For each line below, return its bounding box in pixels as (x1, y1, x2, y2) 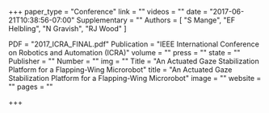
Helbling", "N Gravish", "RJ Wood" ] (8, 24, 127, 33)
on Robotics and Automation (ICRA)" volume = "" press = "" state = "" (8, 48, 241, 57)
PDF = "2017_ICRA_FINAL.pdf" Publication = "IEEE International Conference (8, 39, 260, 49)
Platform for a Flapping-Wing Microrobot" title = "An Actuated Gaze (8, 65, 233, 75)
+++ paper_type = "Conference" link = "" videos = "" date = (8, 7, 208, 16)
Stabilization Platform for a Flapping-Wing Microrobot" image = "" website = (8, 74, 262, 83)
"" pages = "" (8, 82, 53, 91)
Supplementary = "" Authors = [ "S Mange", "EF (76, 15, 236, 25)
